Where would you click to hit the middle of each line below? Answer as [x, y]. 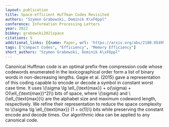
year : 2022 [17, 29]
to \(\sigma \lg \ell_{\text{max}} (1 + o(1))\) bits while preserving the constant [84, 109]
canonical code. [22, 120]
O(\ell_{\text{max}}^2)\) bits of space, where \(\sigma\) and [66, 93]
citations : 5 [19, 38]
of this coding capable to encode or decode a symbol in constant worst [79, 82]
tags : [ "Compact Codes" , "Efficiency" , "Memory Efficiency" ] [71, 47]
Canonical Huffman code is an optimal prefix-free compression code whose [84, 67]
